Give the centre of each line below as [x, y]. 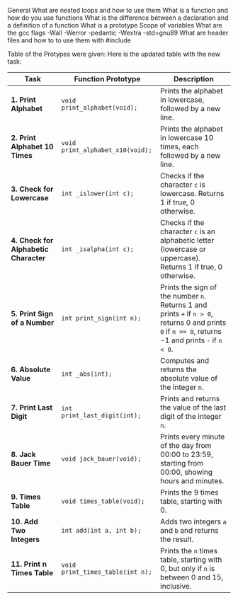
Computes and [185, 360]
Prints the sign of [189, 287]
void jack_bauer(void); [101, 459]
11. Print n [29, 564]
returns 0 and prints [193, 323]
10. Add [25, 521]
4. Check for [32, 240]
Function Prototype [107, 79]
